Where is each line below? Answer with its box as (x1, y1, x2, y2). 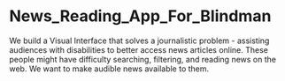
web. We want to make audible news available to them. (9, 63, 210, 74)
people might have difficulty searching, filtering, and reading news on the (9, 54, 277, 64)
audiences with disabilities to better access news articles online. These (9, 44, 268, 55)
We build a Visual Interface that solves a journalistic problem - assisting (9, 35, 270, 46)
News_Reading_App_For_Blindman (9, 6, 272, 26)
